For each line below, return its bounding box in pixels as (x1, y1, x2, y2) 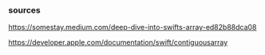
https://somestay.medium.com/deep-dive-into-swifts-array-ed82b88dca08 (8, 23, 257, 32)
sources (8, 5, 42, 16)
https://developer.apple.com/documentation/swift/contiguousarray (8, 38, 228, 47)
